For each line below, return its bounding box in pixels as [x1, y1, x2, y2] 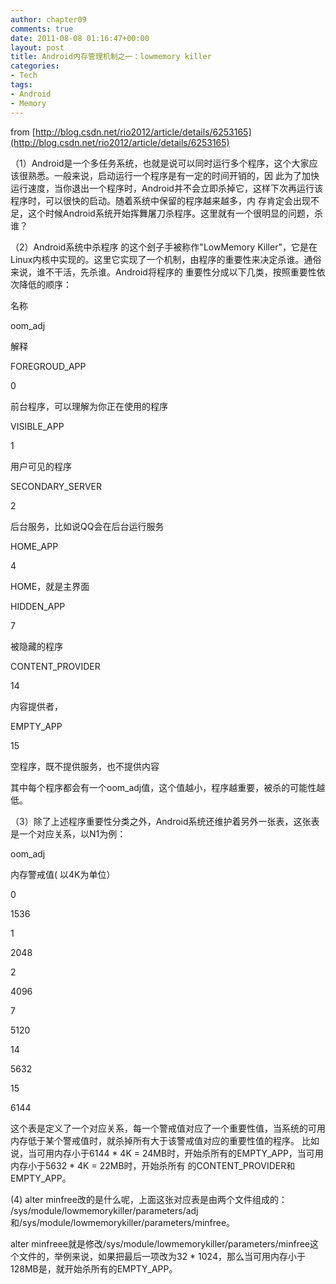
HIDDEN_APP [10, 600, 66, 612]
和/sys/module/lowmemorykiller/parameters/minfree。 [10, 1216, 236, 1228]
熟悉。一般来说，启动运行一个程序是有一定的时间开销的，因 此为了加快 [27, 169, 320, 181]
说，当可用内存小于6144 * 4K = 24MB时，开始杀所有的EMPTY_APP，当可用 [10, 1147, 324, 1159]
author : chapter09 [10, 14, 87, 25]
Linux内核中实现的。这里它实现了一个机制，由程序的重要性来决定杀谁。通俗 [10, 253, 322, 265]
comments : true [10, 24, 74, 34]
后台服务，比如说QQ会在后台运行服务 [10, 520, 165, 532]
